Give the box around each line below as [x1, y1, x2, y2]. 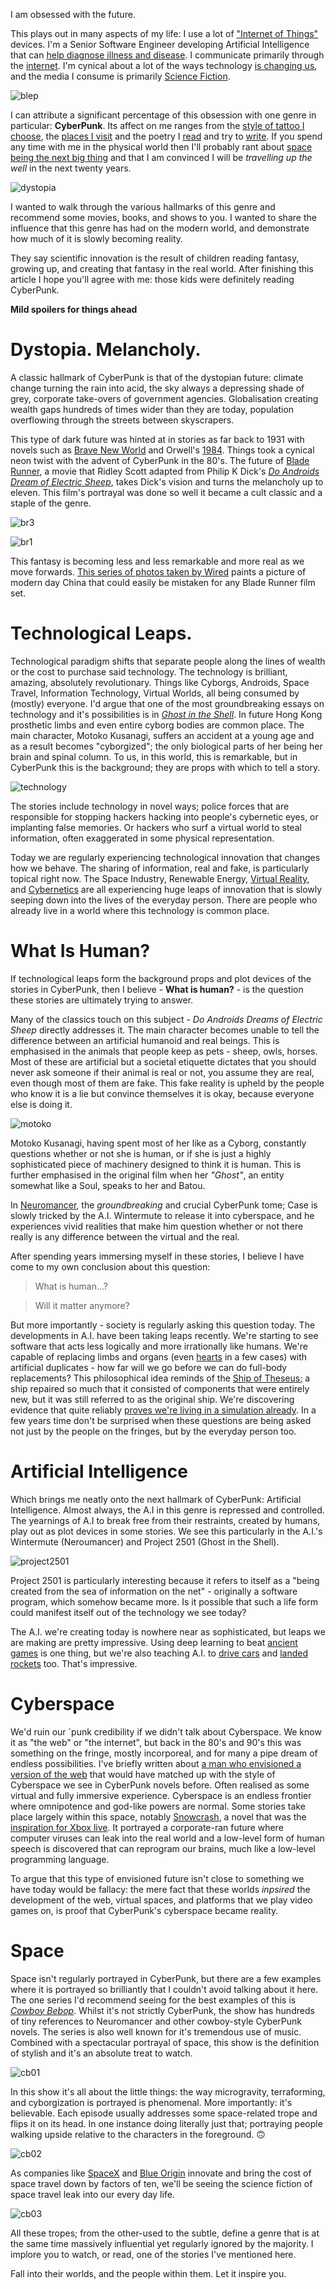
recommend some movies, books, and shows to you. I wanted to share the [10, 212, 317, 223]
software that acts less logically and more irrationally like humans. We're [10, 1340, 308, 1352]
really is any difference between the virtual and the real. [10, 1230, 240, 1243]
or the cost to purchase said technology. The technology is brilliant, [10, 665, 288, 678]
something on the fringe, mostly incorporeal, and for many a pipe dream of [10, 1747, 318, 1759]
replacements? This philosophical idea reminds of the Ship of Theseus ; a [10, 1372, 311, 1384]
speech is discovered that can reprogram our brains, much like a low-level [10, 1842, 316, 1854]
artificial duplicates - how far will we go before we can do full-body [10, 1361, 288, 1373]
